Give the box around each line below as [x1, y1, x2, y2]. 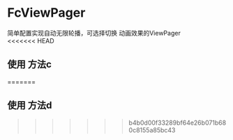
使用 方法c [7, 59, 52, 70]
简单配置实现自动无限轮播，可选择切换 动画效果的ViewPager [7, 29, 181, 37]
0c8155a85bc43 [128, 125, 176, 134]
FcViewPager [7, 5, 86, 21]
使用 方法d [7, 100, 52, 111]
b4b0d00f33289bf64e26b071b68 [128, 118, 227, 127]
